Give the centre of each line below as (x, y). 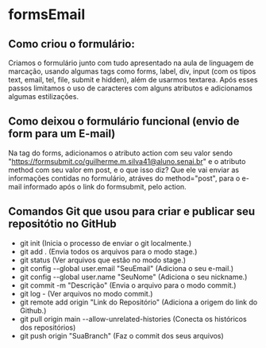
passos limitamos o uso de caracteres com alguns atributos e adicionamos (130, 88)
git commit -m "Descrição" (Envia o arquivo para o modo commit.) (128, 285)
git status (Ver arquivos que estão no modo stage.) (103, 260)
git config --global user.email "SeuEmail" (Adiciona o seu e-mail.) (127, 268)
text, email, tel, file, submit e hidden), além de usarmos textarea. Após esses (133, 80)
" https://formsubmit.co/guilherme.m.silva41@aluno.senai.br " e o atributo (127, 161)
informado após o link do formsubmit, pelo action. (105, 186)
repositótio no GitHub (62, 224)
